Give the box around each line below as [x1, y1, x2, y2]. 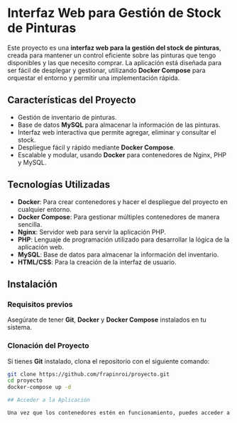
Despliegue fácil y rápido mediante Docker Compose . [17, 143, 175, 152]
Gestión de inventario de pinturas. [17, 113, 117, 121]
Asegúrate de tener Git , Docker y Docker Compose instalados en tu [7, 315, 207, 324]
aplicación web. [17, 242, 64, 251]
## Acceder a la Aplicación [7, 397, 91, 404]
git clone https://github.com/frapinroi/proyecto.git [7, 371, 170, 378]
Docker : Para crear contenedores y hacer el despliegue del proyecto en [17, 197, 228, 206]
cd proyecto [7, 377, 43, 384]
